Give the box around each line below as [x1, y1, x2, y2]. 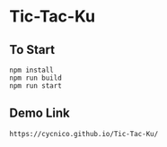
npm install [9, 65, 54, 74]
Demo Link [9, 106, 70, 121]
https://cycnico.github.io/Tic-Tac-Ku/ [9, 129, 159, 138]
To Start [9, 42, 56, 57]
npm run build [9, 73, 63, 82]
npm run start [9, 82, 63, 91]
